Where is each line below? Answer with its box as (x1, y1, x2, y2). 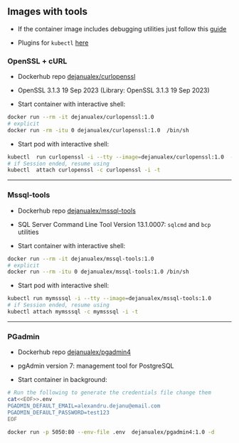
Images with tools (7, 6, 87, 18)
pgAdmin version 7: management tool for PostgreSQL (17, 362, 174, 370)
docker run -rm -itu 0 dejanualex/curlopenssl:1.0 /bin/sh (7, 127, 190, 134)
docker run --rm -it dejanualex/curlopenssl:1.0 (7, 114, 154, 121)
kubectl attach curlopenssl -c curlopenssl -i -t (7, 166, 161, 174)
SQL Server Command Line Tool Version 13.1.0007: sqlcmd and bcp (17, 220, 211, 228)
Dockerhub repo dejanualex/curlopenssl (17, 73, 136, 81)
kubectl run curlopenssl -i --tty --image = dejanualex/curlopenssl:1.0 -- (7, 153, 237, 161)
